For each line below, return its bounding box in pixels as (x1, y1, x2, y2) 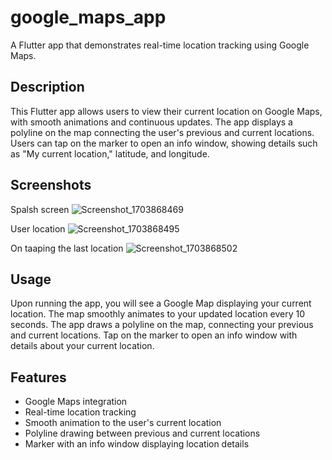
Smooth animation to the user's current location (24, 417, 222, 429)
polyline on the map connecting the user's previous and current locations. (10, 126, 315, 138)
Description (10, 79, 85, 96)
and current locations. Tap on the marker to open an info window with (10, 329, 298, 341)
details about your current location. (10, 340, 155, 352)
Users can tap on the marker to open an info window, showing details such (10, 137, 318, 149)
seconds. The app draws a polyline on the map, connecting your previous (10, 319, 314, 331)
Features (10, 369, 67, 386)
